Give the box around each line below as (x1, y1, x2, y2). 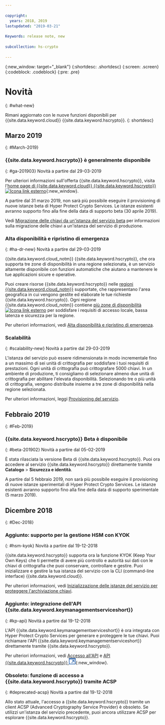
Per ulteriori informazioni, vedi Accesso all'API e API (5, 653, 111, 659)
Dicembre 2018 (5, 506, 53, 515)
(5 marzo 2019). (5, 492, 37, 498)
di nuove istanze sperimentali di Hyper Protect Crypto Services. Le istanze (5, 482, 156, 488)
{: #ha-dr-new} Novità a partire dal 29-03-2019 (5, 246, 101, 252)
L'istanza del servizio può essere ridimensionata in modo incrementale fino (5, 355, 157, 361)
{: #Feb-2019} (5, 424, 33, 429)
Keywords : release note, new (5, 34, 65, 39)
